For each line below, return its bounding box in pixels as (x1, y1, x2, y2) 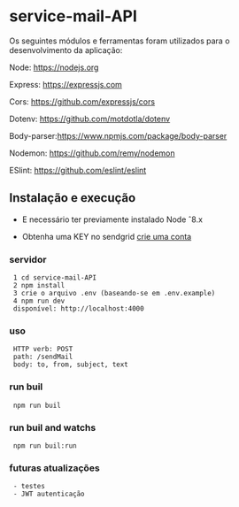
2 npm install (12, 281, 66, 290)
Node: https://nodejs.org (9, 62, 99, 73)
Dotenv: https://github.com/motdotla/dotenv (9, 113, 171, 124)
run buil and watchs (9, 421, 96, 434)
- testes (12, 482, 46, 491)
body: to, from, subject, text (12, 360, 128, 369)
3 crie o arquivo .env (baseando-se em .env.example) (12, 289, 216, 298)
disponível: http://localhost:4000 (12, 304, 144, 313)
